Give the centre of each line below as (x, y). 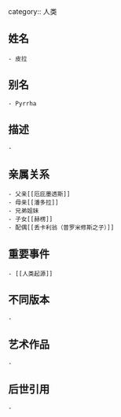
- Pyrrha (22, 103)
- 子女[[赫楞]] (31, 220)
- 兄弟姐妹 (24, 211)
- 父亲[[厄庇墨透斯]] (39, 194)
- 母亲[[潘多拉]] (33, 203)
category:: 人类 (33, 11)
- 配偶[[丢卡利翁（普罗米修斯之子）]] (61, 228)
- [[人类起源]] (31, 274)
